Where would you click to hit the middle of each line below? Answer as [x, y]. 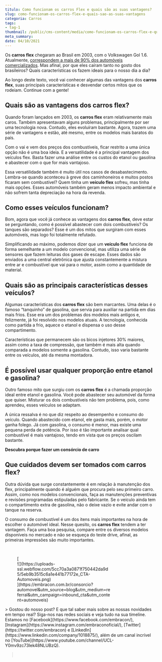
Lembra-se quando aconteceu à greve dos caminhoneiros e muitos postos [79, 177]
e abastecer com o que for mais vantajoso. [47, 162]
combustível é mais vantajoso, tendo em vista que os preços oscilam [73, 435]
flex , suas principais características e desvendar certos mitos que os [74, 85]
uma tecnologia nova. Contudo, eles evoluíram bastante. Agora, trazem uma [81, 127]
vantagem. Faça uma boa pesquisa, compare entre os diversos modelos [77, 530]
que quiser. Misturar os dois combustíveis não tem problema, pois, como [77, 400]
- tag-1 [13, 28]
